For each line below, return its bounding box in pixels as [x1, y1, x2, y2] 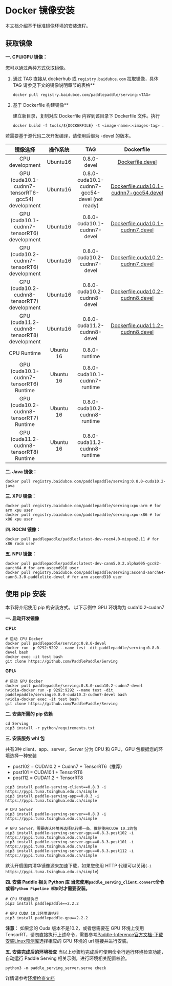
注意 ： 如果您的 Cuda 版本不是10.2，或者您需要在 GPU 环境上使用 [5, 925, 144, 931]
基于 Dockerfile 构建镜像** [12, 102, 69, 108]
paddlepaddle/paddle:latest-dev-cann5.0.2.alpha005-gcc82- [32, 560, 161, 566]
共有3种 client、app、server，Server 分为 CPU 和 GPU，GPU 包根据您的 [5, 746, 159, 752]
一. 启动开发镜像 [5, 615, 39, 621]
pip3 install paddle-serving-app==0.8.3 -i [5, 794, 100, 799]
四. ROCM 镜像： [5, 526, 41, 532]
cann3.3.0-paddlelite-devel [5, 574, 66, 579]
